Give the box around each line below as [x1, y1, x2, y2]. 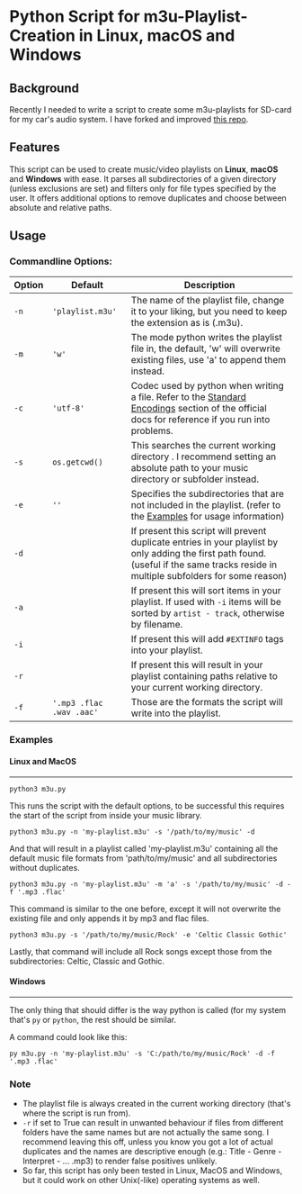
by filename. [130, 618, 183, 630]
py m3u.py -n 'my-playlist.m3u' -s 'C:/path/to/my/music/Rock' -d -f [9, 1049, 276, 1058]
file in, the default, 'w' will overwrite [130, 342, 281, 355]
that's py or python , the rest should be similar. [9, 1014, 177, 1025]
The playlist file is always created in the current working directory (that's [22, 1099, 291, 1109]
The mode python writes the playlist [130, 330, 283, 343]
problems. [130, 424, 173, 437]
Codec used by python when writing [130, 379, 285, 392]
